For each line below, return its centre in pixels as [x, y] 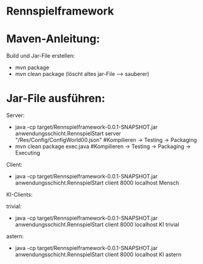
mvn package [32, 67]
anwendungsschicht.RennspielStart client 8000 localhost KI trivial [97, 225]
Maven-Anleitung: [53, 39]
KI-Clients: [19, 195]
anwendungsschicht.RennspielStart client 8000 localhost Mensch [97, 183]
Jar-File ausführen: [56, 99]
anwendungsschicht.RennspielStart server [68, 134]
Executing [28, 153]
